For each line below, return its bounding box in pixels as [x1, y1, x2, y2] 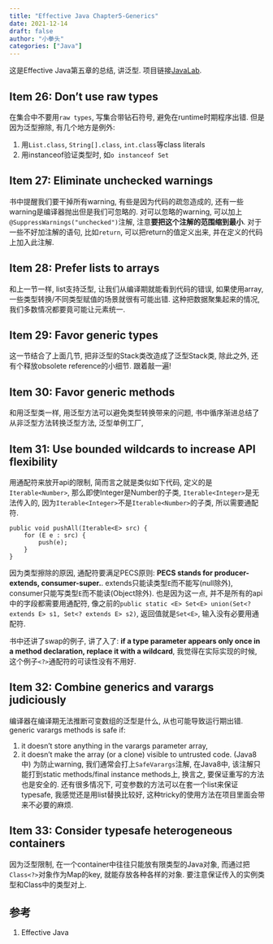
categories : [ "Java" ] [9, 42, 83, 50]
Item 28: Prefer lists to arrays [9, 261, 160, 275]
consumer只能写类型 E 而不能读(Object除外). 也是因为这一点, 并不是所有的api [9, 588, 263, 598]
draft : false [9, 27, 54, 35]
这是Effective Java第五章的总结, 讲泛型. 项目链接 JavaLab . [9, 66, 202, 76]
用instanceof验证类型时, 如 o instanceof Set [20, 150, 169, 160]
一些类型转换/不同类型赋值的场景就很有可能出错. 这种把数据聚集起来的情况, [9, 294, 261, 304]
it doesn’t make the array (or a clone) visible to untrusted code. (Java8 [20, 750, 257, 759]
